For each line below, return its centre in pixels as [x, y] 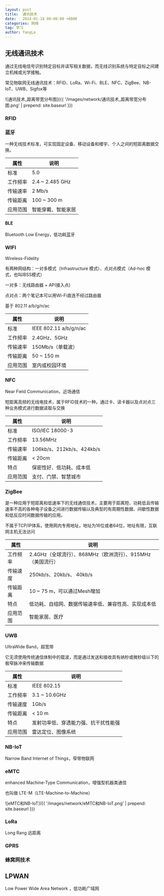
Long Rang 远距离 [23, 833]
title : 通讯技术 [21, 14]
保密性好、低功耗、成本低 [61, 467]
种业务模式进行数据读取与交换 [35, 408]
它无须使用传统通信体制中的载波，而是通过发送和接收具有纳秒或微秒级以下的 [82, 657]
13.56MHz [44, 440]
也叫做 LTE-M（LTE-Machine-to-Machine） [49, 793]
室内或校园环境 [49, 365]
